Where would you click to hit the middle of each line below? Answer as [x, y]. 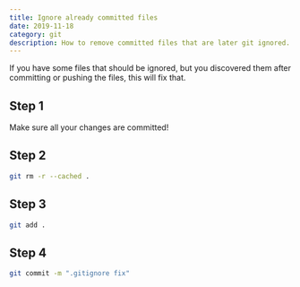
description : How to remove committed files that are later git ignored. [150, 43]
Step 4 [28, 252]
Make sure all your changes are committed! [89, 127]
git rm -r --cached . [50, 176]
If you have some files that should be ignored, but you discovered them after [150, 68]
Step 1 [27, 105]
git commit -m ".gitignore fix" [69, 274]
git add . [28, 225]
